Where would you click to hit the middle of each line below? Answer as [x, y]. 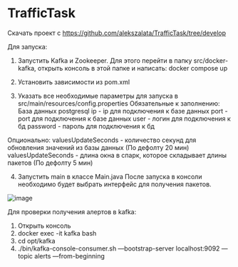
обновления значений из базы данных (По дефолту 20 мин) [98, 147]
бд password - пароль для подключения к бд [86, 126]
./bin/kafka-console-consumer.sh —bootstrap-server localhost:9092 [119, 248]
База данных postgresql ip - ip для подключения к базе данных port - [123, 111]
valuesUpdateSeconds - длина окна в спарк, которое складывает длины [117, 155]
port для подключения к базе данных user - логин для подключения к [124, 119]
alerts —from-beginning [70, 256]
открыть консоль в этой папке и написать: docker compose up [133, 68]
